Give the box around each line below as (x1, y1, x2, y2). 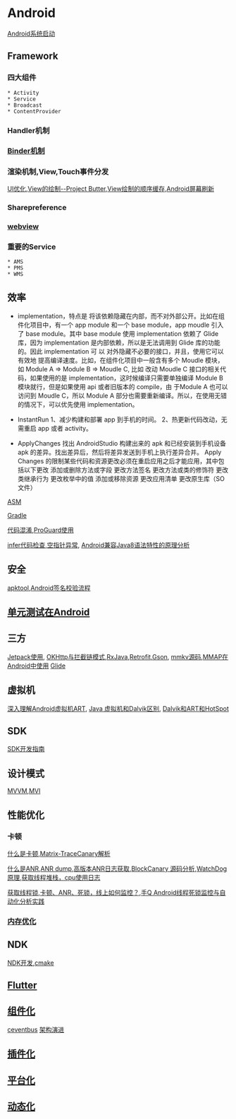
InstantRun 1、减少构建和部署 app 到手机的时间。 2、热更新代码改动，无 (17, 415, 228, 424)
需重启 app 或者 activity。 (17, 424, 93, 432)
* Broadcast (7, 101, 42, 109)
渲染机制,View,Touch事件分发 (7, 167, 109, 177)
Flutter (7, 979, 37, 991)
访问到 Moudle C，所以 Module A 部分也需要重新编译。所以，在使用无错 (17, 391, 228, 400)
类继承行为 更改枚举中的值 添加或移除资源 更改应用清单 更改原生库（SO (17, 474, 225, 482)
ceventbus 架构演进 (7, 1025, 65, 1033)
